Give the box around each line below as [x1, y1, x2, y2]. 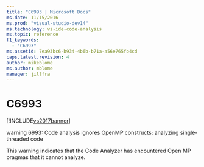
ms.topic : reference [6, 32, 59, 38]
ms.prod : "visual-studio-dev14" [6, 20, 88, 26]
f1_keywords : [6, 37, 40, 43]
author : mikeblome [6, 60, 53, 66]
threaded [6, 135, 29, 143]
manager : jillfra [6, 71, 51, 77]
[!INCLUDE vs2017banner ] [6, 117, 71, 124]
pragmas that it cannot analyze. [6, 154, 86, 161]
